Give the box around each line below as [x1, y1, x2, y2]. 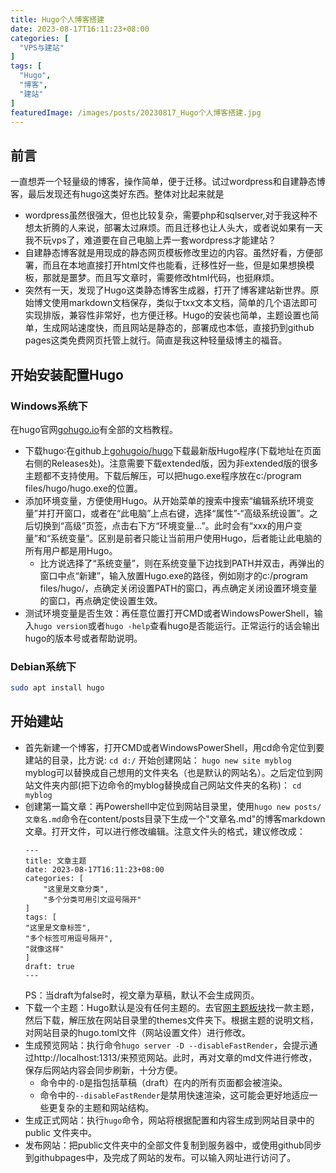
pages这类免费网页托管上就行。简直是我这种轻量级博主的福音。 [24, 334, 288, 346]
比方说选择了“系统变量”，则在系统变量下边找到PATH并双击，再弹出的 [39, 557, 325, 569]
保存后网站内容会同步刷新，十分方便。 [24, 1064, 183, 1076]
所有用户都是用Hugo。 [24, 544, 118, 556]
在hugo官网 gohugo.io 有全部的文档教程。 [10, 423, 178, 435]
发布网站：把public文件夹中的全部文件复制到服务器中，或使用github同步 [24, 1139, 322, 1151]
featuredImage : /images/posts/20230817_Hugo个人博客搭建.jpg [10, 107, 262, 118]
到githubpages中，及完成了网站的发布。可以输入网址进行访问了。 [24, 1151, 297, 1163]
